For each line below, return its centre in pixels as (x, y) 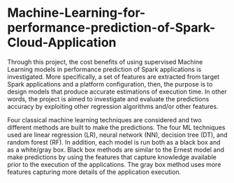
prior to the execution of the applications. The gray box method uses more (114, 164)
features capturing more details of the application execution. (94, 172)
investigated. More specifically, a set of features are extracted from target (114, 76)
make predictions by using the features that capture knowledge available (112, 157)
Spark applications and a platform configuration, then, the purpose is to (110, 84)
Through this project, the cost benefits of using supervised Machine (105, 61)
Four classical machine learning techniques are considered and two (104, 119)
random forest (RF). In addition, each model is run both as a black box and (114, 142)
